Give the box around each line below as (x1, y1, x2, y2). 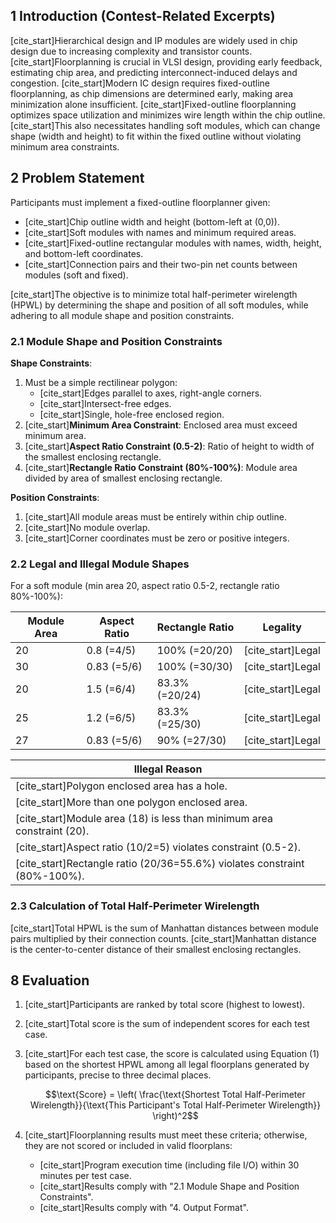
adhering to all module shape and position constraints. (10, 309, 235, 321)
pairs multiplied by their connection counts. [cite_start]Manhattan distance (10, 932, 317, 944)
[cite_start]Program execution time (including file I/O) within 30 (39, 1159, 300, 1171)
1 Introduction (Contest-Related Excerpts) (10, 8, 276, 25)
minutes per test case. (39, 1170, 132, 1182)
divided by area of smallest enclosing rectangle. (24, 472, 223, 484)
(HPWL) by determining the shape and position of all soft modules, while (10, 299, 309, 311)
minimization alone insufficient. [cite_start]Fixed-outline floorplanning (10, 98, 297, 110)
